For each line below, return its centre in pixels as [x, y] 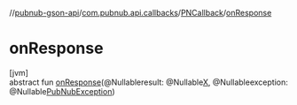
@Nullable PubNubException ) [62, 91]
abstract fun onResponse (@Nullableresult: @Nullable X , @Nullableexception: [148, 82]
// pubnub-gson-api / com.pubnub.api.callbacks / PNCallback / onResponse [141, 13]
